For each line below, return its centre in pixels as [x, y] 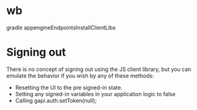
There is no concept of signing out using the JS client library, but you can [99, 69]
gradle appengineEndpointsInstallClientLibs [61, 28]
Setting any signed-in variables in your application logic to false [95, 94]
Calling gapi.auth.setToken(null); [56, 100]
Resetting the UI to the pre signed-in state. [69, 87]
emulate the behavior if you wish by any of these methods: [80, 75]
